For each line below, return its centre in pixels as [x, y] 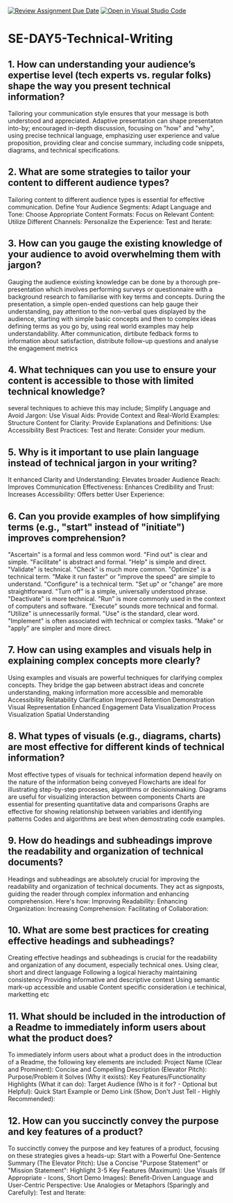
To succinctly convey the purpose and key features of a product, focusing [113, 1148]
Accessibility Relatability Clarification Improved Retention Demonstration [111, 700]
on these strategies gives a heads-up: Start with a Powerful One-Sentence [114, 1155]
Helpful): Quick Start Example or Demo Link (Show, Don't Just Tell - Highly [114, 1091]
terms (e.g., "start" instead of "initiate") [96, 527]
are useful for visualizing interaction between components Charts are [107, 797]
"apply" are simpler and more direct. [60, 628]
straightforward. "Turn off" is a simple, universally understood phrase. [108, 591]
